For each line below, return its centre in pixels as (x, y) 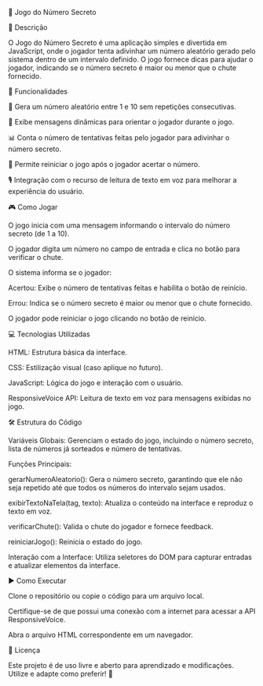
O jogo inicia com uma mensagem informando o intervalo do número (119, 225)
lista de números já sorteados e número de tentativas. (95, 449)
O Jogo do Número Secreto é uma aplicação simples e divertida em (118, 43)
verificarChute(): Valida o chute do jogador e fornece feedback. (111, 527)
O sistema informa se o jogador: (60, 273)
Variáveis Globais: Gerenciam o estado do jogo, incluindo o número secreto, (131, 440)
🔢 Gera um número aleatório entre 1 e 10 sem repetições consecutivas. (122, 107)
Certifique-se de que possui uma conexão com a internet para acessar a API (132, 611)
